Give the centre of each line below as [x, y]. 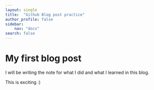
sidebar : [14, 24]
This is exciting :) [23, 82]
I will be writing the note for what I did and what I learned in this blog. [77, 72]
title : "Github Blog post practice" [45, 15]
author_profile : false [29, 19]
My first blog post [44, 58]
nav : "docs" [27, 29]
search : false [20, 33]
